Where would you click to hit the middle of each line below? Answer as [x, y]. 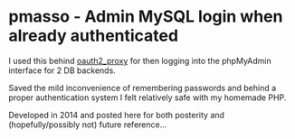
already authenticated [93, 36]
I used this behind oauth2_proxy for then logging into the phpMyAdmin [140, 60]
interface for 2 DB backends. [62, 70]
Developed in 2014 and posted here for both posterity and [117, 115]
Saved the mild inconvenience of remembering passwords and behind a [143, 88]
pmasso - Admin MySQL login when [146, 17]
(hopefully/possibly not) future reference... [88, 125]
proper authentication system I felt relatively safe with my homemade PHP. [147, 97]
